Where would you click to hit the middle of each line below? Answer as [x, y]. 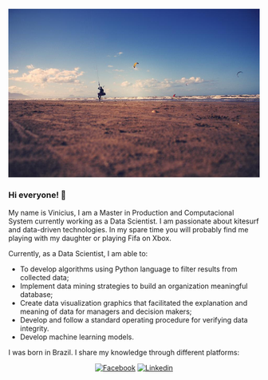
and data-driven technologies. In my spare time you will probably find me [128, 229]
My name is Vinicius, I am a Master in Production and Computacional [121, 212]
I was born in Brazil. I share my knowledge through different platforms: [124, 352]
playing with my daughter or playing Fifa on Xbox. [90, 238]
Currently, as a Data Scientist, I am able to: [78, 253]
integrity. [34, 328]
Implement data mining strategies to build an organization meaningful [134, 286]
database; [36, 294]
